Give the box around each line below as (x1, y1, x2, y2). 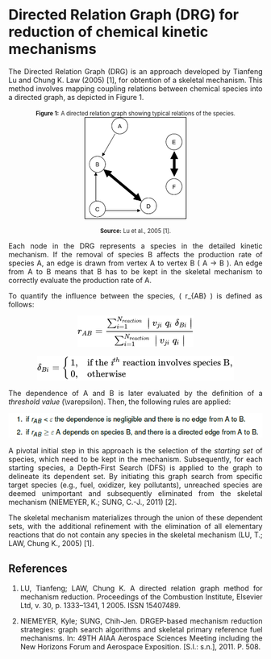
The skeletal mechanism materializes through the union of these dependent (8, 512, 263, 522)
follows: (8, 299, 35, 309)
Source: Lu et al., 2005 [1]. (99, 227, 172, 235)
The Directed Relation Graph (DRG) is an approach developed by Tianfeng (8, 66, 263, 76)
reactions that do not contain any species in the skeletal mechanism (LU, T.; (8, 530, 263, 540)
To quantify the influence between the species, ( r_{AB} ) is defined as (8, 290, 263, 300)
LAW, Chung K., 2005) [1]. (8, 538, 94, 548)
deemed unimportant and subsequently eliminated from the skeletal (8, 488, 263, 498)
